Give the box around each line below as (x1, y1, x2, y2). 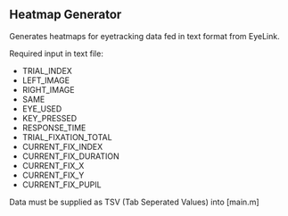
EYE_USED (21, 103, 62, 114)
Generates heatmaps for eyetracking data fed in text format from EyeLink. (9, 30, 280, 41)
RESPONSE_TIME (21, 122, 86, 133)
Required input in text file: (9, 48, 104, 59)
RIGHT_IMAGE (21, 84, 75, 95)
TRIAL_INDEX (21, 65, 73, 76)
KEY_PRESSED (21, 112, 78, 123)
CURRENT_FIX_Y (21, 170, 85, 180)
